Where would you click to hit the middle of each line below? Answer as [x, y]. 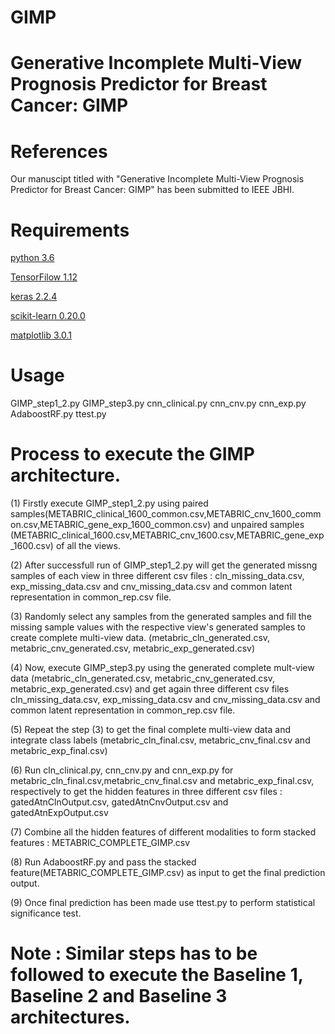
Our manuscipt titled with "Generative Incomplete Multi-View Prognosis [157, 179]
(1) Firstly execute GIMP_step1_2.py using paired [109, 503]
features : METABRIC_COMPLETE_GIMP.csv [100, 843]
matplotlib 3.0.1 [41, 335]
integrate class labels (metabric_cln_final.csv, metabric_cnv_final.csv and [160, 740]
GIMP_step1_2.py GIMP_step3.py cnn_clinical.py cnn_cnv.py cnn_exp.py [158, 403]
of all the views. [88, 546]
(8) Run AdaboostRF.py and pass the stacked [103, 862]
